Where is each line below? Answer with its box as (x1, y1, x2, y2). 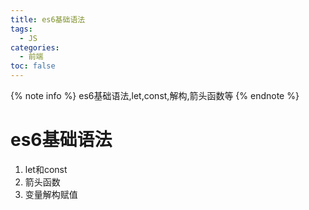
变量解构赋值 (24, 188, 78, 200)
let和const (24, 163, 68, 175)
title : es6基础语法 (10, 14, 86, 25)
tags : (10, 24, 33, 34)
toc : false (10, 61, 56, 71)
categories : (10, 42, 60, 53)
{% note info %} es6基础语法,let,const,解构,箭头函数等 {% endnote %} (10, 90, 300, 101)
